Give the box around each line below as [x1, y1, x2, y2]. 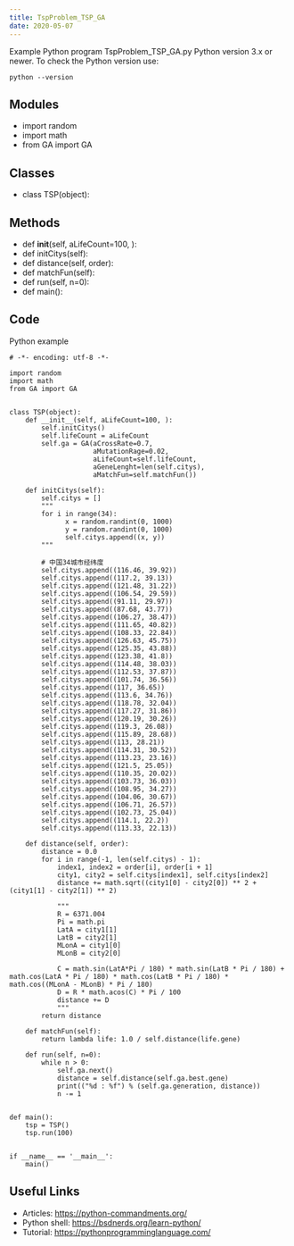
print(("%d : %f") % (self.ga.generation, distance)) [56, 1082, 261, 1091]
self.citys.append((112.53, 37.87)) [41, 667, 177, 676]
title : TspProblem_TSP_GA [9, 13, 105, 22]
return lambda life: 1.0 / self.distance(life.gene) [41, 1034, 241, 1043]
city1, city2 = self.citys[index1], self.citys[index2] [56, 870, 269, 880]
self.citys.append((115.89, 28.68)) [41, 730, 177, 739]
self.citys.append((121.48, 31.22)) [41, 581, 177, 590]
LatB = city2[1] [56, 932, 118, 942]
